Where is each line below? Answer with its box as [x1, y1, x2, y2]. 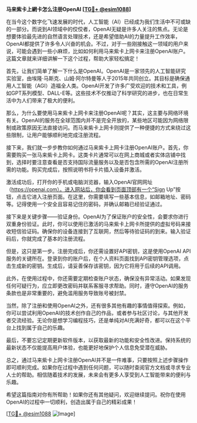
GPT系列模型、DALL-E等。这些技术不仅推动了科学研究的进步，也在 [11, 89, 174, 96]
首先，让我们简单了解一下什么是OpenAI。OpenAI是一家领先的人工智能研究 [6, 68, 186, 74]
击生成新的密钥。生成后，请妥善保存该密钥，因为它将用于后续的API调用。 [6, 262, 184, 269]
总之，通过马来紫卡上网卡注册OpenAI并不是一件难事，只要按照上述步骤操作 [6, 357, 189, 364]
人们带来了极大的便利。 [21, 97, 78, 104]
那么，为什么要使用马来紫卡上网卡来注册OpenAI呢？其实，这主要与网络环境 [6, 109, 189, 116]
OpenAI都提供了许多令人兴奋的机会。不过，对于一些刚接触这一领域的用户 [6, 41, 184, 47]
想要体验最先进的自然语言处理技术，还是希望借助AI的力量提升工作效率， [6, 33, 181, 40]
